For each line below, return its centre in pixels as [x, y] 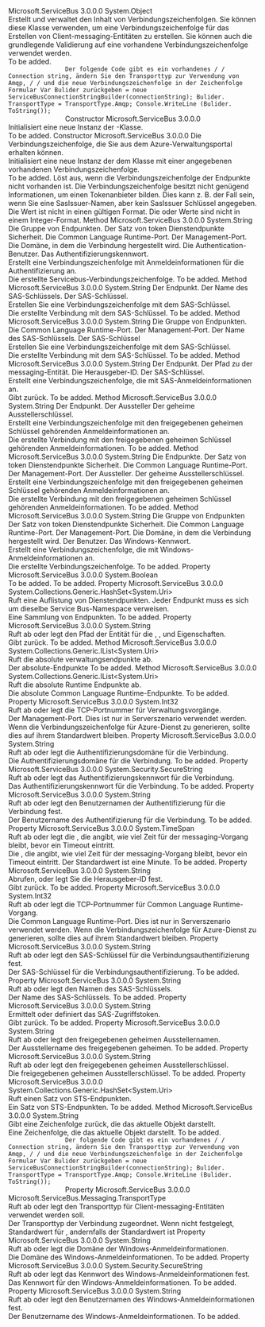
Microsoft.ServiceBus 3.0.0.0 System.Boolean [83, 575]
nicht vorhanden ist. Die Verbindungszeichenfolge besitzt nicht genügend [129, 186]
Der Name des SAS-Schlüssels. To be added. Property [97, 997]
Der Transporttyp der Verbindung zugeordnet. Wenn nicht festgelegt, [121, 1223]
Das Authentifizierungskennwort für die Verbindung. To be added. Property [131, 786]
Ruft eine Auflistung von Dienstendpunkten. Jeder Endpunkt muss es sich [129, 600]
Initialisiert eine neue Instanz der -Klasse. [76, 127]
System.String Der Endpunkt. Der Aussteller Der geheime [102, 406]
